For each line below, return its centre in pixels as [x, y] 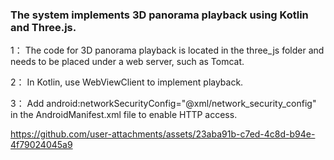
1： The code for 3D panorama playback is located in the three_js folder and [167, 50]
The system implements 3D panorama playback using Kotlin [159, 15]
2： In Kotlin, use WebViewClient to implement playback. [127, 82]
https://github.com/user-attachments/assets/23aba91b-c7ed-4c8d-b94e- [163, 134]
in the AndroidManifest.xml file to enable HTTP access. [124, 115]
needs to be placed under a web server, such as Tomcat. [127, 62]
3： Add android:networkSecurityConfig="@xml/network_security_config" [163, 104]
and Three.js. [43, 27]
